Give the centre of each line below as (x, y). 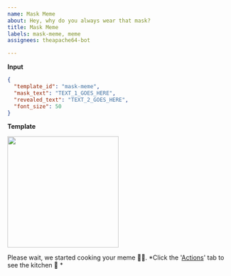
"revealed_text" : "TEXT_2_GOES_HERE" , (71, 100)
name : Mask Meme (31, 14)
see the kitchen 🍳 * (35, 265)
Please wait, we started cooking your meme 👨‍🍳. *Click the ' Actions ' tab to (116, 258)
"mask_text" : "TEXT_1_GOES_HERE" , (65, 93)
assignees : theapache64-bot (49, 41)
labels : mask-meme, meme (44, 34)
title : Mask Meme (33, 27)
